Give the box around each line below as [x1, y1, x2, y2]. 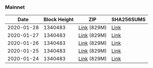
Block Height [43, 16, 74, 23]
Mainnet [5, 4, 25, 11]
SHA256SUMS [111, 16, 146, 23]
